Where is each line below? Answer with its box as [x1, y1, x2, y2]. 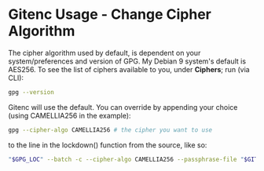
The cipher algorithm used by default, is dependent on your [8, 48, 201, 57]
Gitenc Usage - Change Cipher [8, 5, 212, 24]
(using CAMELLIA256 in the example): [8, 111, 131, 120]
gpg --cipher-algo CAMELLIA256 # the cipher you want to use [8, 126, 213, 134]
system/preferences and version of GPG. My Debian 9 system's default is [8, 56, 246, 66]
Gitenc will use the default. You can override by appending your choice [8, 102, 238, 111]
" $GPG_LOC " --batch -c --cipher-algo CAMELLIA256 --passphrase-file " [8, 155, 244, 163]
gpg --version [8, 88, 55, 96]
